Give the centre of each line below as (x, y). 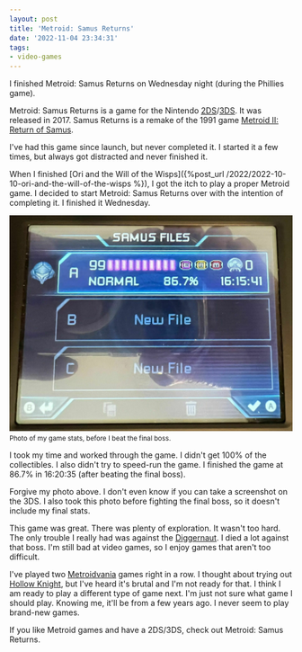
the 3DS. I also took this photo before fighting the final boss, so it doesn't (145, 501)
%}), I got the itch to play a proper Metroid (212, 183)
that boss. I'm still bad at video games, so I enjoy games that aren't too (140, 548)
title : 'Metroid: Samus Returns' (72, 28)
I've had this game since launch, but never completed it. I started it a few (144, 147)
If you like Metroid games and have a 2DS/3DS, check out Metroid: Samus (147, 630)
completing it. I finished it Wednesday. (80, 203)
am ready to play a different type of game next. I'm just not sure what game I (151, 594)
